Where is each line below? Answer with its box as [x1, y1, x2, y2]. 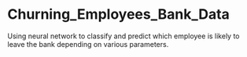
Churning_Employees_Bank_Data [7, 5, 230, 23]
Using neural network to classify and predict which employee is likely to [7, 31, 241, 41]
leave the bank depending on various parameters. [7, 39, 169, 48]
